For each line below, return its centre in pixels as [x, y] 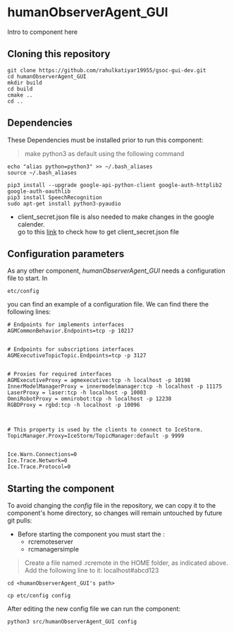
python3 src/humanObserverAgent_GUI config [72, 622]
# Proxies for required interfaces [60, 374]
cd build [20, 89]
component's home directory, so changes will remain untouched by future [115, 513]
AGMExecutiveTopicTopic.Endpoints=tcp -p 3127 [77, 356]
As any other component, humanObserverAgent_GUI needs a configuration [116, 271]
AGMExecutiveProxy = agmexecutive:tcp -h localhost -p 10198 [99, 381]
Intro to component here [43, 32]
